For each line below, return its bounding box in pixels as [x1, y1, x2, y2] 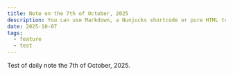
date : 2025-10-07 [7, 23, 58, 30]
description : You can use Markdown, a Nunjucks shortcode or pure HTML [7, 17, 218, 23]
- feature [13, 36, 42, 43]
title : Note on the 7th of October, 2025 [7, 10, 129, 17]
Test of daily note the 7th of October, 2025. [7, 61, 130, 69]
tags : [7, 29, 23, 37]
